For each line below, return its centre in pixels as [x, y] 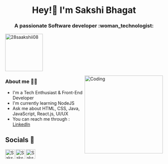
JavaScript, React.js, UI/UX [40, 114]
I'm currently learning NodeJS [43, 103]
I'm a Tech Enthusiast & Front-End [47, 92]
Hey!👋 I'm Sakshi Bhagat [84, 10]
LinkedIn [21, 124]
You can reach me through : [41, 119]
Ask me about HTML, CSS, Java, [46, 108]
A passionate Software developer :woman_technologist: [84, 26]
